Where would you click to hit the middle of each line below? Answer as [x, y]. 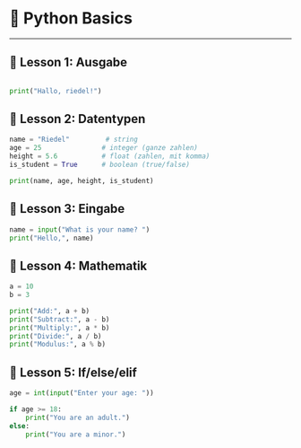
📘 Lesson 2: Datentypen [77, 119]
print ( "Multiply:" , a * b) [60, 328]
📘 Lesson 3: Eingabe [67, 209]
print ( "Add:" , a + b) [50, 311]
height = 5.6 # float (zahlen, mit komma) [110, 156]
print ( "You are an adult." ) [77, 417]
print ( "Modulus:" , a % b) [57, 345]
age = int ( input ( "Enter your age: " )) [82, 393]
